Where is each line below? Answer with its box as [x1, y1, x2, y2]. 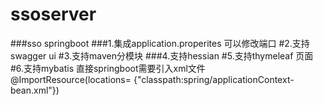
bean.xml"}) [10, 84, 60, 96]
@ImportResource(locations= [10, 73, 132, 85]
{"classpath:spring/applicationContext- [133, 73, 295, 85]
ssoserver [10, 3, 97, 26]
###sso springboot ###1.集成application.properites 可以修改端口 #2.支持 [10, 37, 310, 49]
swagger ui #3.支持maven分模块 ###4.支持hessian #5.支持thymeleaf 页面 [10, 49, 314, 62]
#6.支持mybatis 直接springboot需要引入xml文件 [10, 62, 206, 74]
